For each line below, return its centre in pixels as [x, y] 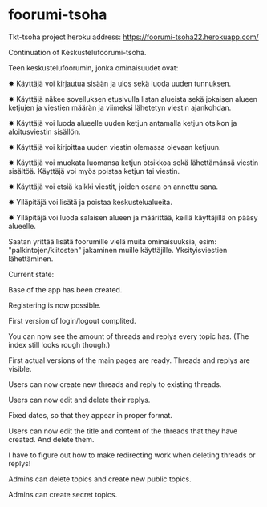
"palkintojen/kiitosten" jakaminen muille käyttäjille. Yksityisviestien [118, 250]
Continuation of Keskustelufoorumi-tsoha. [77, 52]
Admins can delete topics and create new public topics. [100, 479]
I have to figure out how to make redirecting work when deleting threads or [132, 455]
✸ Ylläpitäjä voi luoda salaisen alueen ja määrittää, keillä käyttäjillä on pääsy [133, 217]
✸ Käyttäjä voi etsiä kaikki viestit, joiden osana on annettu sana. [113, 187]
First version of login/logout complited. [72, 320]
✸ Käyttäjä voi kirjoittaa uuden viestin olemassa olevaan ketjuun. [115, 147]
